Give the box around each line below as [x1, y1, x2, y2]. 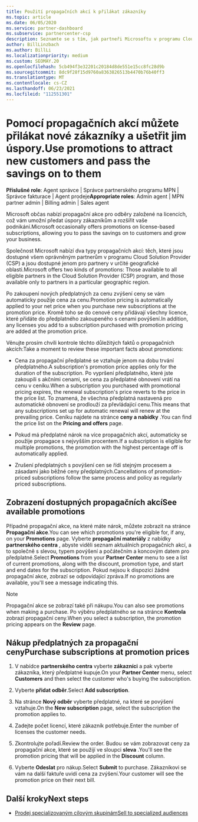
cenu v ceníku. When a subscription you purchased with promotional [14, 382, 181, 389]
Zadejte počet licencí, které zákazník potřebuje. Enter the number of [14, 722, 179, 729]
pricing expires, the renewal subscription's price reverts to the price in [14, 388, 186, 395]
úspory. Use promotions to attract [6, 141, 173, 155]
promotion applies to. [14, 711, 67, 718]
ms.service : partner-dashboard [6, 25, 83, 31]
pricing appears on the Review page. [6, 620, 96, 627]
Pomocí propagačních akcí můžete [6, 116, 179, 130]
